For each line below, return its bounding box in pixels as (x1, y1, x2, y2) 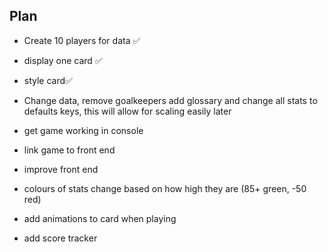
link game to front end (23, 144, 116, 156)
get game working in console (23, 124, 144, 136)
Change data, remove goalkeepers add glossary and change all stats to (23, 94, 318, 106)
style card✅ (23, 74, 73, 86)
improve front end (23, 163, 99, 175)
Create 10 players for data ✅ (23, 34, 141, 46)
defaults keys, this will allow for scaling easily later (23, 105, 232, 117)
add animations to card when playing (23, 212, 177, 224)
